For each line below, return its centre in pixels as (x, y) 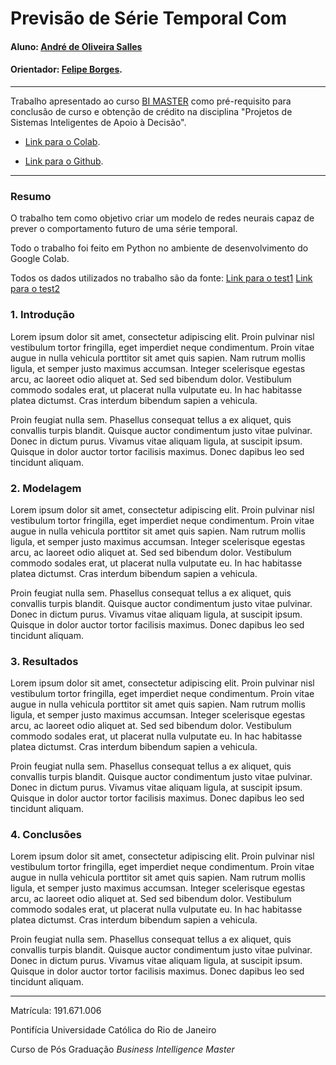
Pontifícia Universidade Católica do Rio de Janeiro (113, 1030)
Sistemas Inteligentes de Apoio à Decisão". (98, 122)
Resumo (31, 196)
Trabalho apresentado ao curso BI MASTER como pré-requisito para (151, 101)
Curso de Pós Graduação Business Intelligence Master (122, 1049)
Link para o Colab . (62, 141)
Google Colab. (40, 259)
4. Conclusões (46, 835)
